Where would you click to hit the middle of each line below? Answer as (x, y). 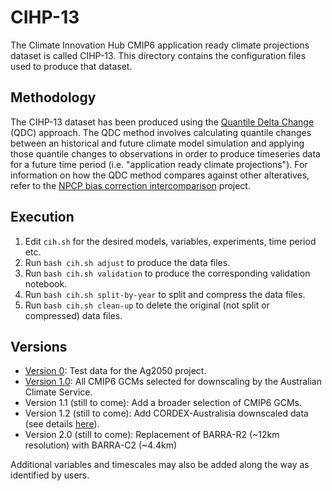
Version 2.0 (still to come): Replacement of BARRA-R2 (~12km (152, 435)
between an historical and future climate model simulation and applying (157, 143)
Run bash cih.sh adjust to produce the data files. (127, 262)
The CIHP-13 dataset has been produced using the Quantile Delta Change (162, 122)
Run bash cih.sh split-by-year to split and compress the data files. (165, 294)
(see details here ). (62, 424)
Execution (42, 217)
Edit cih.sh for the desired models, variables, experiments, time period (170, 241)
